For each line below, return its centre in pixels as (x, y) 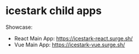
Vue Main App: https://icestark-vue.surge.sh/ (69, 45)
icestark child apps (54, 11)
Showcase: (19, 27)
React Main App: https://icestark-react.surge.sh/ (73, 38)
